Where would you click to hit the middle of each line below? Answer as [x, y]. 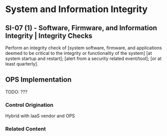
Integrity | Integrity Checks [49, 36]
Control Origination [29, 105]
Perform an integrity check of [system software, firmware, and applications [83, 48]
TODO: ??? [16, 92]
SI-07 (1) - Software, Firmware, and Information [81, 28]
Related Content [26, 129]
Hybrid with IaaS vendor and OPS [40, 116]
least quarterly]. [22, 64]
